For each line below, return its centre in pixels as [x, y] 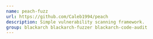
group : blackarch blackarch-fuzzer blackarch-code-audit [77, 27]
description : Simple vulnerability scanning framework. [75, 22]
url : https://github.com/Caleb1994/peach [57, 17]
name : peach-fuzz [27, 11]
